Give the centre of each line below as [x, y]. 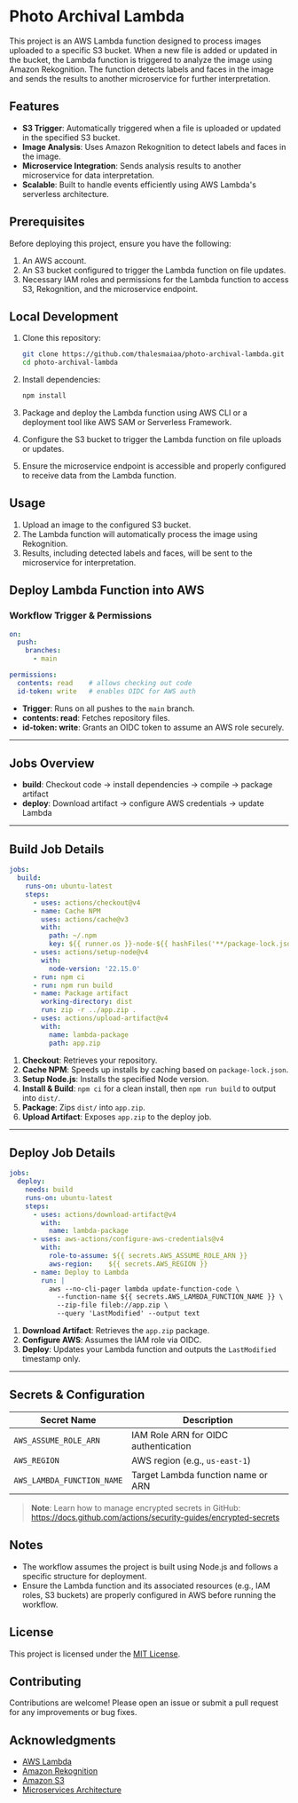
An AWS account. [54, 260]
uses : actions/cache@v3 [85, 919]
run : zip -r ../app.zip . [89, 1010]
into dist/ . [41, 1097]
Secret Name [68, 1419]
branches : [43, 651]
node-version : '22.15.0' [94, 969]
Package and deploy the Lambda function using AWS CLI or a [135, 413]
